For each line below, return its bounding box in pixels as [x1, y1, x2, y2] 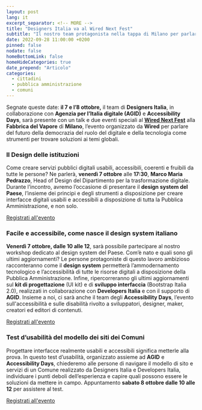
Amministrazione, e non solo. [6, 203, 78, 210]
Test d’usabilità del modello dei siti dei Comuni [6, 333, 145, 341]
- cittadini [11, 76, 42, 82]
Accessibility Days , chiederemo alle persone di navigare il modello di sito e [6, 360, 194, 367]
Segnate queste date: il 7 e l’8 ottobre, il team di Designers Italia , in [6, 103, 174, 111]
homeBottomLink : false [6, 54, 63, 60]
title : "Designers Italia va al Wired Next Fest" [6, 25, 133, 32]
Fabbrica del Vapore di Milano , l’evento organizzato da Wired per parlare [6, 123, 189, 130]
